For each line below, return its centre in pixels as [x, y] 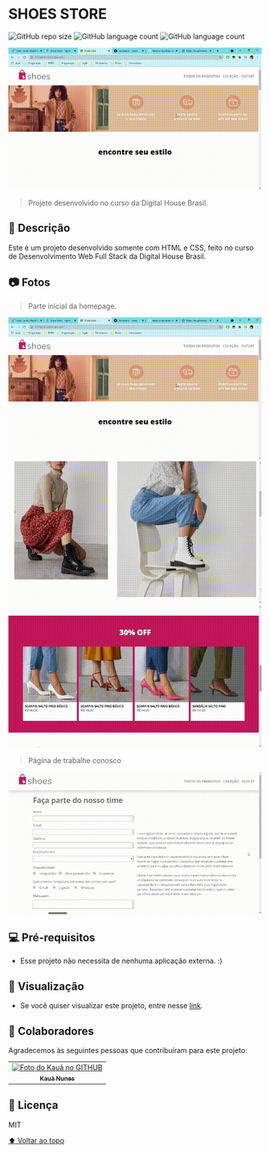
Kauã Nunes [57, 1079]
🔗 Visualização [46, 986]
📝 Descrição [39, 228]
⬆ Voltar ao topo [37, 1140]
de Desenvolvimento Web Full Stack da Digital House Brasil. [107, 256]
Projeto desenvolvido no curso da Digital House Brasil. [118, 203]
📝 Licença [33, 1105]
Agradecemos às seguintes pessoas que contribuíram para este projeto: [128, 1050]
